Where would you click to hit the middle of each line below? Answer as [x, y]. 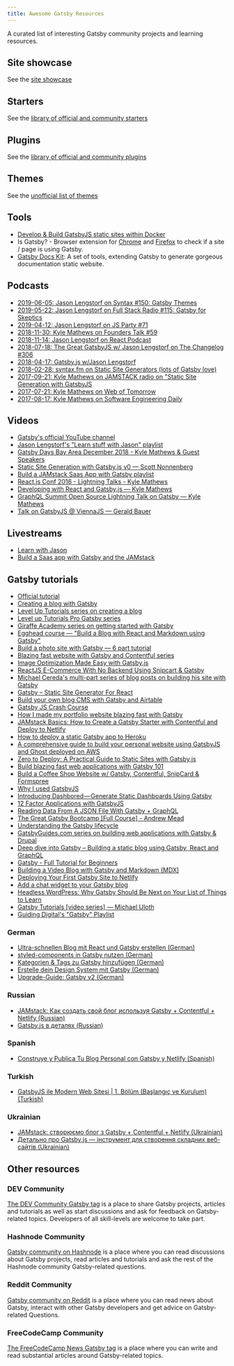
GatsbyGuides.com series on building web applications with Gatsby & [117, 832]
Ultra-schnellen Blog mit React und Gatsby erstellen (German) [106, 947]
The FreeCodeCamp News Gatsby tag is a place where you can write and [112, 1348]
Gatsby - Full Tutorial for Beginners [68, 862]
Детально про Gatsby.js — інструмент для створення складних [111, 1140]
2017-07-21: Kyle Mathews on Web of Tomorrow [87, 391]
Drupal [27, 840]
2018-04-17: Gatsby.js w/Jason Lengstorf [77, 362]
